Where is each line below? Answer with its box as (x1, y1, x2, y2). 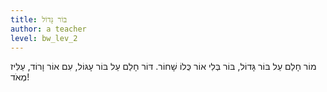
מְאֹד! (10, 71, 30, 83)
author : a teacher (10, 24, 87, 34)
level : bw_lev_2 (10, 33, 78, 43)
